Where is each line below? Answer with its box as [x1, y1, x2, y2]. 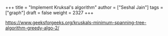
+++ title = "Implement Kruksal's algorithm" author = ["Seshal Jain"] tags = [5, 5, 163, 10]
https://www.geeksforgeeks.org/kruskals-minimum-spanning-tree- [5, 20, 147, 25]
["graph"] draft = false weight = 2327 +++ [5, 10, 94, 16]
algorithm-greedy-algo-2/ [5, 25, 60, 31]
